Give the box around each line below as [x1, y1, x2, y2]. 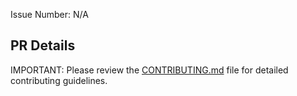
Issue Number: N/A [10, 9, 89, 20]
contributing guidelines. [10, 74, 108, 86]
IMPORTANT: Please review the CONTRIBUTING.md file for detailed [10, 64, 289, 76]
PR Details [10, 37, 76, 54]
